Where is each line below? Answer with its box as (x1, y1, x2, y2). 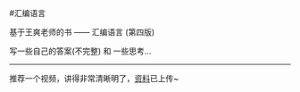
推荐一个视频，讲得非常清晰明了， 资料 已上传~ (9, 73, 179, 83)
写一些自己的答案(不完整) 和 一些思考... (9, 46, 152, 56)
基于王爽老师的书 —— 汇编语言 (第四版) (9, 27, 155, 38)
